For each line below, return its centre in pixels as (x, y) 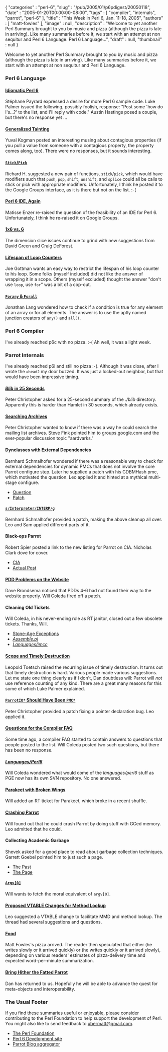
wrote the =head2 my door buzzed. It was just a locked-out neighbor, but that (84, 371)
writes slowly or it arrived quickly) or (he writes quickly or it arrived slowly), (83, 950)
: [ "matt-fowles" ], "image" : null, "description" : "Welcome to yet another (81, 23)
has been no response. (29, 750)
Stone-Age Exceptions (36, 634)
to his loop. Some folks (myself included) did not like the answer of (74, 274)
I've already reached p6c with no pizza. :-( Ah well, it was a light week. (78, 342)
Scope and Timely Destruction (38, 656)
